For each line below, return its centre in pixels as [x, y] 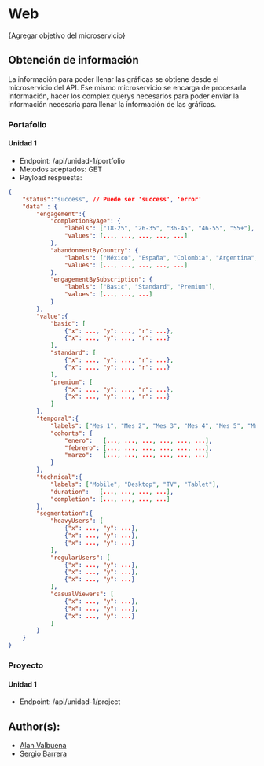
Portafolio [27, 124]
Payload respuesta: [51, 177]
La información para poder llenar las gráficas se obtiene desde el [114, 79]
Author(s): [34, 726]
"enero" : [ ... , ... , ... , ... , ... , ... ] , [138, 440]
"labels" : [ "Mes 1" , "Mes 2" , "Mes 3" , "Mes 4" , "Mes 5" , [147, 425]
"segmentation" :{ [64, 514]
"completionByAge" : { [86, 221]
